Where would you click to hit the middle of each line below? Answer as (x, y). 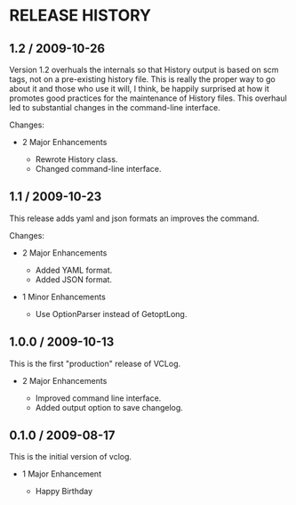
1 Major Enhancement (62, 474)
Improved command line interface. (98, 398)
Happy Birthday (64, 492)
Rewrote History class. (76, 159)
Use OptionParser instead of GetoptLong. (111, 314)
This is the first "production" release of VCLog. (95, 363)
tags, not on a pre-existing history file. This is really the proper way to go (142, 79)
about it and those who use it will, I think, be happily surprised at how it (139, 89)
